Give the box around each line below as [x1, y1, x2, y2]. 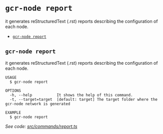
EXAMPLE [5, 110, 21, 115]
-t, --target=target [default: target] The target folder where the [9, 97, 157, 102]
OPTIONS [5, 88, 21, 93]
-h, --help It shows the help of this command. [9, 92, 133, 97]
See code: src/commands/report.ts [5, 123, 77, 129]
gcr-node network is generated [5, 101, 70, 106]
